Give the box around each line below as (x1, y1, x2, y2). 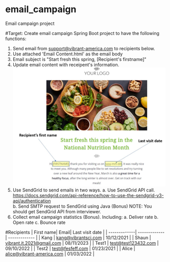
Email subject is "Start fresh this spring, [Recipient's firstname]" (12, 56, 147, 62)
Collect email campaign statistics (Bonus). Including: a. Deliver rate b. (12, 214, 159, 220)
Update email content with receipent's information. (12, 61, 120, 68)
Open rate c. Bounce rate (12, 219, 66, 225)
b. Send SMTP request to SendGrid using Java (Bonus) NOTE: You (12, 203, 152, 209)
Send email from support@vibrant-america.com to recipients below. (12, 45, 155, 51)
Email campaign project (5, 20, 55, 26)
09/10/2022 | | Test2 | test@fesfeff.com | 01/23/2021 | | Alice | (5, 245, 136, 252)
